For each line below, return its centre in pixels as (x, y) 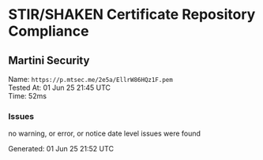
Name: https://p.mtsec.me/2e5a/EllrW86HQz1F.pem (91, 79)
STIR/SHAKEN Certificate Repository (132, 15)
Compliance (49, 31)
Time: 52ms (28, 96)
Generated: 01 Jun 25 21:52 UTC (61, 149)
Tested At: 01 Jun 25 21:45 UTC (60, 87)
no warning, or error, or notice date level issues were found (105, 134)
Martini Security (49, 60)
